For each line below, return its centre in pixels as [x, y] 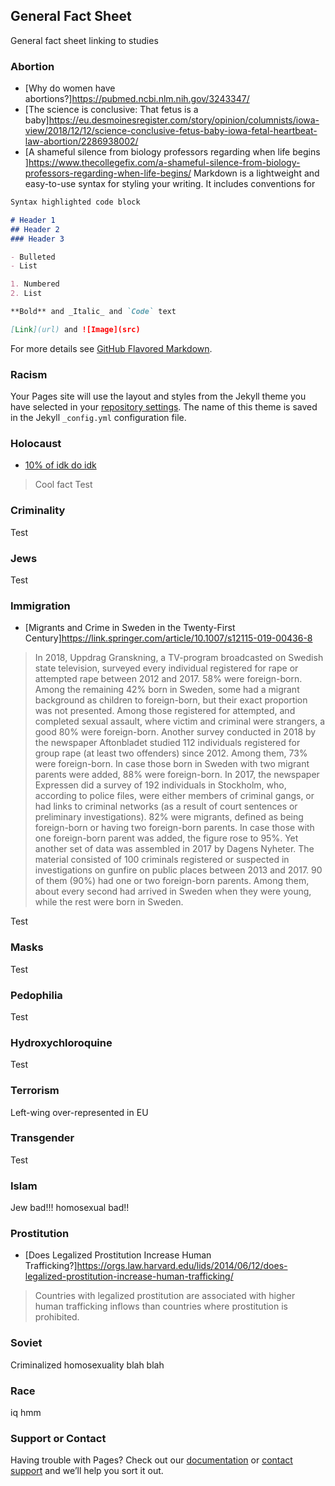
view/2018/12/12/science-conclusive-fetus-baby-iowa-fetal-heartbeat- [171, 131]
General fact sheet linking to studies [84, 40]
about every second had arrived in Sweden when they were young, [173, 891]
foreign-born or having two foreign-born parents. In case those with [174, 828]
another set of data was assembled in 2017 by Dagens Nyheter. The [174, 849]
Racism [29, 374]
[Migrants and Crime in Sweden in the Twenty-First [130, 628]
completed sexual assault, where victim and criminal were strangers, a [180, 721]
